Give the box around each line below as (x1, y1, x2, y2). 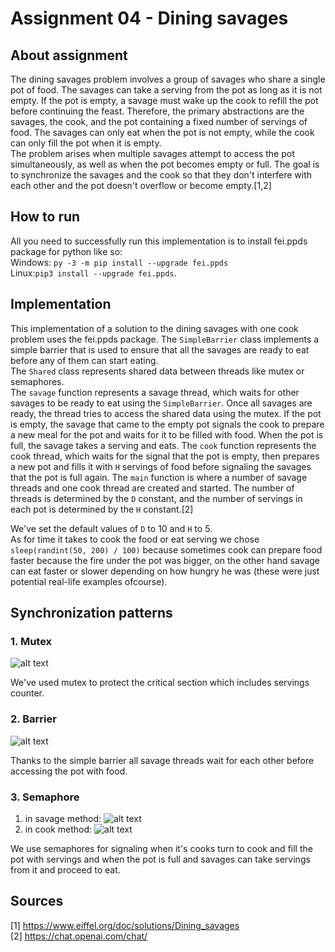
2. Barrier (10, 712, 57, 726)
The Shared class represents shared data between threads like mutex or (10, 365, 305, 377)
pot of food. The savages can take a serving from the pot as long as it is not (10, 84, 323, 96)
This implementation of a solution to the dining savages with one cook (10, 322, 299, 334)
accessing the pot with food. (10, 765, 128, 777)
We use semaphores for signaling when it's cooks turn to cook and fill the (10, 842, 313, 854)
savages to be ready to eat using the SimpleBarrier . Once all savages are (10, 397, 313, 409)
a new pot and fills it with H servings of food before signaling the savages (10, 460, 312, 472)
